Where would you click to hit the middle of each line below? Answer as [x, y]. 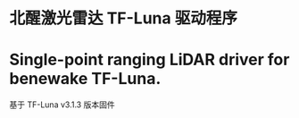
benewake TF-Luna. [85, 79]
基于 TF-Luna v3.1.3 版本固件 [62, 105]
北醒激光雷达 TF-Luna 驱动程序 [124, 18]
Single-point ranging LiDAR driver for [149, 60]
